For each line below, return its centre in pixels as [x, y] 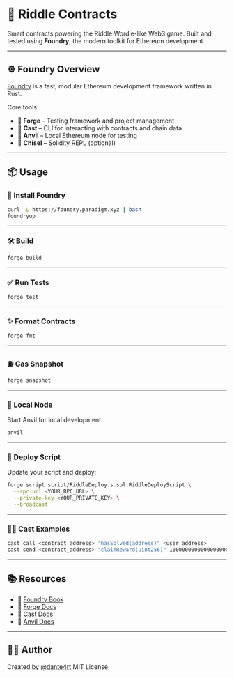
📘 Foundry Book [40, 599]
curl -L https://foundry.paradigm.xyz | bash [74, 210]
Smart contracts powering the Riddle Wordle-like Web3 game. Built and [110, 33]
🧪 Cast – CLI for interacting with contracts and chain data [100, 128]
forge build [24, 258]
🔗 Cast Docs [35, 614]
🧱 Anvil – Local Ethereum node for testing [77, 135]
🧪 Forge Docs [37, 606]
